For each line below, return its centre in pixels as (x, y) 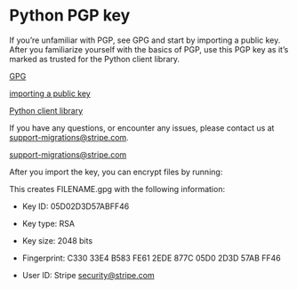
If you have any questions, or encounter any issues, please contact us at (142, 128)
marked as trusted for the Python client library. (95, 59)
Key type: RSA (48, 223)
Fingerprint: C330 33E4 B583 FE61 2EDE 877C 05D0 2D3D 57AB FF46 (152, 258)
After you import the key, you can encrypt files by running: (116, 172)
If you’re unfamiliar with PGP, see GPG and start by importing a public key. (145, 40)
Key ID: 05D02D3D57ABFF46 (76, 206)
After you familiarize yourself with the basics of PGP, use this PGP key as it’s (149, 49)
